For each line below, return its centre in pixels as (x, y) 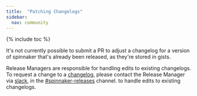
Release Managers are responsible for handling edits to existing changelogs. (99, 68)
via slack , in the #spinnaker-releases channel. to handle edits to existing (94, 81)
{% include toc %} (29, 39)
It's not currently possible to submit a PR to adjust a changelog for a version (98, 51)
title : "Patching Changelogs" (44, 11)
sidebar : (17, 17)
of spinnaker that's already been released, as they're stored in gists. (89, 57)
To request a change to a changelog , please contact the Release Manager (96, 75)
